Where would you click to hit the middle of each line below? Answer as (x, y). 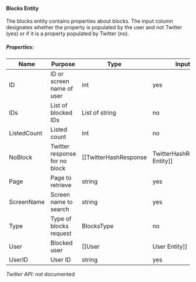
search (60, 209)
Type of (61, 219)
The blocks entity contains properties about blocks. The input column (90, 21)
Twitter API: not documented (40, 274)
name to (62, 202)
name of (62, 89)
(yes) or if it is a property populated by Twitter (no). (68, 34)
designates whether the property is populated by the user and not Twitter (94, 27)
